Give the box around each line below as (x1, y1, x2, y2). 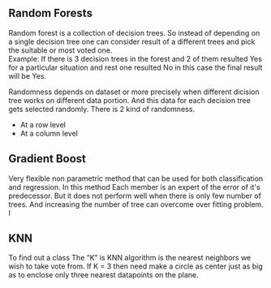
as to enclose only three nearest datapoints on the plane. (8, 270, 199, 280)
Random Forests (8, 6, 93, 20)
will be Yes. (8, 71, 47, 80)
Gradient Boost (8, 152, 87, 165)
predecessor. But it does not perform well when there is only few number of (8, 191, 262, 200)
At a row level (19, 119, 67, 129)
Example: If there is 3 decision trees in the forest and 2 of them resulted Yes (8, 54, 262, 63)
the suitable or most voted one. (8, 45, 113, 55)
